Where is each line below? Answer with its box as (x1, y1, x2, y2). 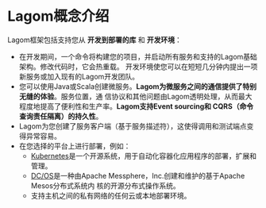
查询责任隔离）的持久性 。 (18, 111, 103, 121)
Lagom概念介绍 (7, 7, 110, 25)
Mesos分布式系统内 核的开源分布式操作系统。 (30, 180, 180, 191)
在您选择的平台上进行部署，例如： (18, 141, 131, 151)
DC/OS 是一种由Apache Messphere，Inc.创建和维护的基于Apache (30, 171, 245, 180)
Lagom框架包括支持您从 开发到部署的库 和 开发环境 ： (7, 35, 182, 44)
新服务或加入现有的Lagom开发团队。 (18, 71, 140, 81)
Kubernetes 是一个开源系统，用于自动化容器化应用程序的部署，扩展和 (30, 151, 257, 160)
